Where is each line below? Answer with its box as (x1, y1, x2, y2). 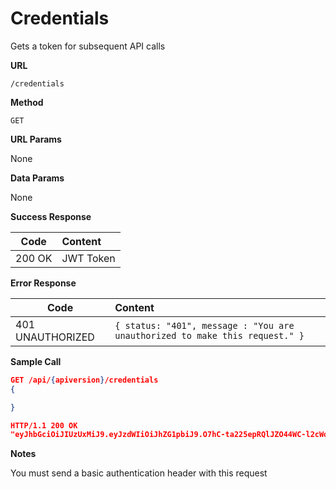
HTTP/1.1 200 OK (10, 420, 78, 431)
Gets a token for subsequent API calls (10, 40, 166, 52)
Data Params (10, 172, 65, 184)
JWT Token (61, 251, 116, 265)
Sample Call (10, 355, 62, 367)
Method (10, 96, 44, 108)
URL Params (10, 133, 62, 145)
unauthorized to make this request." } (114, 330, 305, 341)
